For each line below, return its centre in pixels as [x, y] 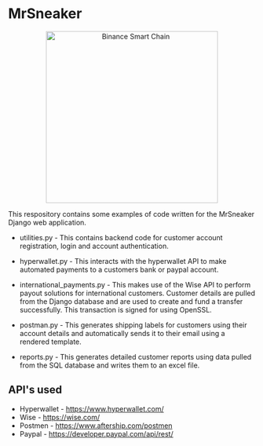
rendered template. [51, 342]
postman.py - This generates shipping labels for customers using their [133, 325]
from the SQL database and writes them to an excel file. [110, 365]
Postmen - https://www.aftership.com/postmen [96, 426]
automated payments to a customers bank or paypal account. [119, 269]
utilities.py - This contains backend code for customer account [121, 237]
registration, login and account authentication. [94, 246]
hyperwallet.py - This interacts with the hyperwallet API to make [123, 261]
